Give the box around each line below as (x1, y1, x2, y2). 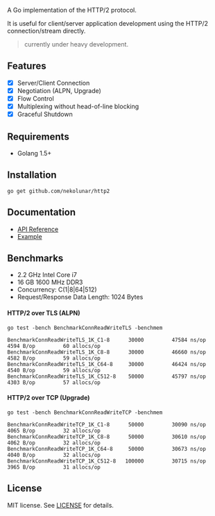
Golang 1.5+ (17, 149, 52, 157)
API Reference (17, 225, 59, 233)
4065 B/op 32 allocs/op (7, 427, 101, 434)
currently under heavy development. (24, 40, 129, 48)
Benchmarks (7, 252, 64, 264)
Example (17, 232, 43, 240)
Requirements (7, 131, 69, 142)
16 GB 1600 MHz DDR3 (17, 278, 83, 287)
